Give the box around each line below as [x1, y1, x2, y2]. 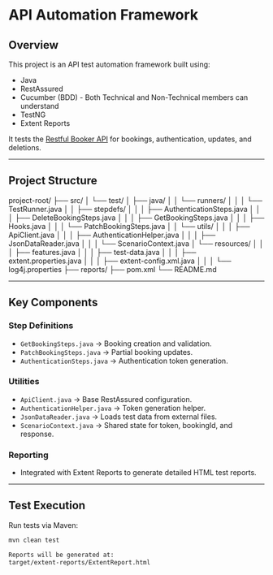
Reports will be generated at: [8, 551, 115, 559]
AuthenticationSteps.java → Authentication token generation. [19, 356, 229, 365]
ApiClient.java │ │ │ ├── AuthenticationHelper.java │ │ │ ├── [8, 230, 216, 240]
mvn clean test [8, 536, 60, 544]
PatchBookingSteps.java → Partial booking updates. [19, 347, 193, 357]
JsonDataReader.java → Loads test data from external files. [19, 412, 218, 422]
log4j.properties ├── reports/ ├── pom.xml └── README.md [8, 264, 217, 274]
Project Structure [8, 174, 97, 188]
